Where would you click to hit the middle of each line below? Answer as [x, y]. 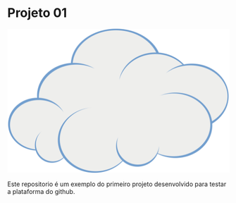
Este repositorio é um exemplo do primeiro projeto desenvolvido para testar [117, 184]
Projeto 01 [37, 13]
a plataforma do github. [41, 191]
